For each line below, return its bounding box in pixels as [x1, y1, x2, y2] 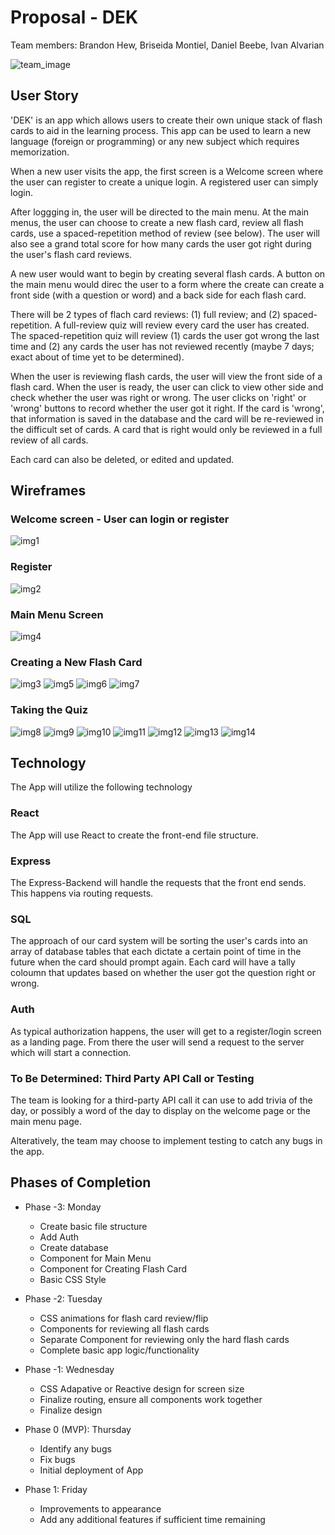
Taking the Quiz [10, 703, 89, 717]
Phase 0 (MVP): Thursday [24, 1423, 132, 1435]
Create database [39, 1241, 109, 1253]
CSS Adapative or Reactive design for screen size [39, 1382, 245, 1395]
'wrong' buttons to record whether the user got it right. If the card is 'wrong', [10, 402, 325, 414]
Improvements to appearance [39, 1502, 162, 1515]
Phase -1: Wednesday [24, 1363, 115, 1375]
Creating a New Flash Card [10, 655, 143, 669]
